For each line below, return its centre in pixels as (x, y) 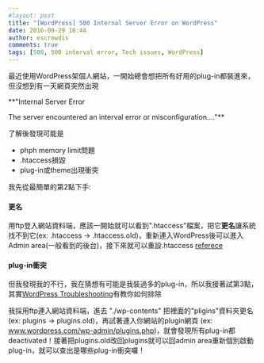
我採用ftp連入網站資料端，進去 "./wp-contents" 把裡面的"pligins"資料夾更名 (131, 311)
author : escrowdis (38, 38)
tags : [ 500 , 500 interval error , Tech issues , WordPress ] (106, 52)
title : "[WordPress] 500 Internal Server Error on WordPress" (113, 23)
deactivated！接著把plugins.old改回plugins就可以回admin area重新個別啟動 (131, 341)
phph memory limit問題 (57, 150)
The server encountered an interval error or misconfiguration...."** (117, 117)
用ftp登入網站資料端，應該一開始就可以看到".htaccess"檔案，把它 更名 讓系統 (132, 226)
